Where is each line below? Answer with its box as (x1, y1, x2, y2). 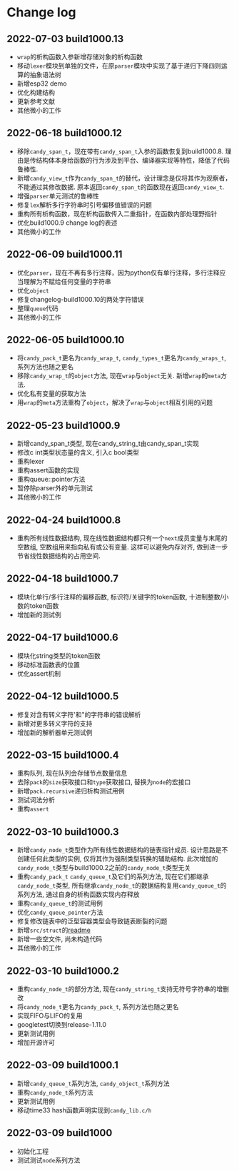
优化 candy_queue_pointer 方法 (16, 908, 103, 917)
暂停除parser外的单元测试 (16, 484, 93, 492)
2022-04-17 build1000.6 (6, 632, 118, 644)
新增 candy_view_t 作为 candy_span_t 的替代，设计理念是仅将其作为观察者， (16, 173, 232, 182)
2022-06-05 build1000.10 (6, 334, 125, 346)
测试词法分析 (16, 796, 55, 804)
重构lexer (16, 457, 44, 466)
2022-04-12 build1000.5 (6, 690, 119, 703)
